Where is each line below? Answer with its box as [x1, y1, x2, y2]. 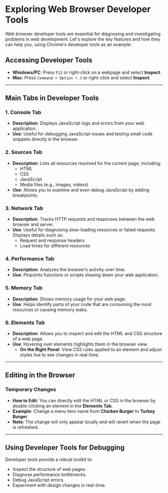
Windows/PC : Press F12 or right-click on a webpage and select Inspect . [12, 69, 162, 75]
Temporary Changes [5, 386, 56, 393]
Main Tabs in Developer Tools [5, 94, 99, 102]
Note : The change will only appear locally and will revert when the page [12, 419, 161, 425]
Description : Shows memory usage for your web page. [12, 296, 126, 302]
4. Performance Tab [5, 255, 54, 262]
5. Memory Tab [5, 284, 42, 291]
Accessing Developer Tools [5, 56, 92, 65]
